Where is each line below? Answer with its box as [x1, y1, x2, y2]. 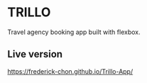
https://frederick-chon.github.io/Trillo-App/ [7, 67, 134, 75]
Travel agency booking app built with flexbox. [7, 28, 141, 36]
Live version [7, 48, 62, 60]
